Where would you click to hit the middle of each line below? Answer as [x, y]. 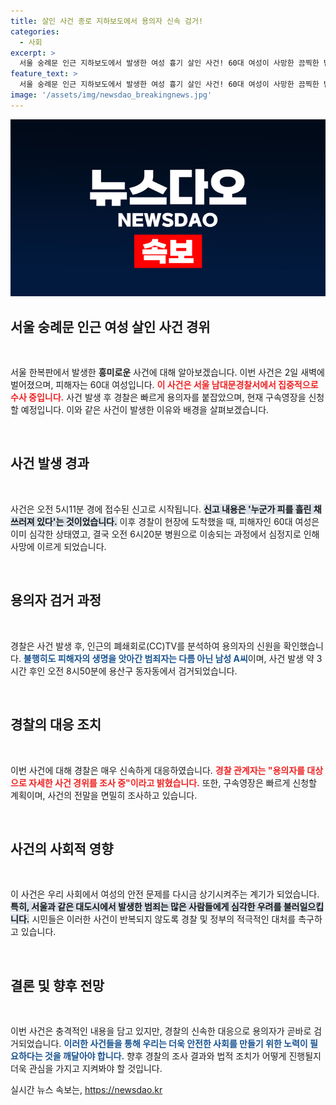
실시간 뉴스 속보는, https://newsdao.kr [86, 1090]
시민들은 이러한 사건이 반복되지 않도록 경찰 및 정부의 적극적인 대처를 [164, 919]
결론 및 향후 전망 [57, 985]
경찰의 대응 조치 [56, 725]
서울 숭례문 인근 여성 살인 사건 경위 [110, 326]
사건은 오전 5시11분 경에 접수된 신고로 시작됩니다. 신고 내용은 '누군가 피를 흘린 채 [166, 509]
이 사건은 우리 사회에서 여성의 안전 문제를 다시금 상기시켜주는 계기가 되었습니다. [165, 894]
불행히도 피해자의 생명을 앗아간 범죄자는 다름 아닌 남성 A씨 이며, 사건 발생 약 [169, 658]
